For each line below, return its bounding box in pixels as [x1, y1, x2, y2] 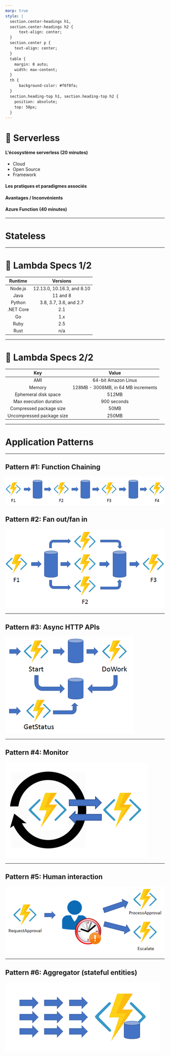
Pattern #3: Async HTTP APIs [5, 623, 100, 631]
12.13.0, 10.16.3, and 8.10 [33, 285, 91, 291]
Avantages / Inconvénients [5, 194, 63, 200]
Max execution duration [13, 398, 63, 404]
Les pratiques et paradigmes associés [5, 183, 87, 189]
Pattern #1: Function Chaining [5, 463, 101, 471]
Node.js [10, 285, 26, 291]
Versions [52, 278, 72, 284]
